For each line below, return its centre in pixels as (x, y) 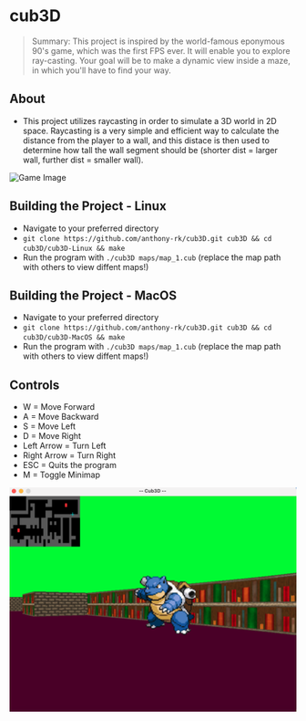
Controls (35, 385)
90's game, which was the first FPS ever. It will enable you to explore (161, 50)
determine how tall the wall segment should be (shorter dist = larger (150, 150)
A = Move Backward (61, 417)
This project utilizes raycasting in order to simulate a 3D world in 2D (150, 120)
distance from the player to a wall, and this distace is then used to (146, 140)
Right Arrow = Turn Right (69, 455)
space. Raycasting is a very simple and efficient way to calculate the (151, 131)
